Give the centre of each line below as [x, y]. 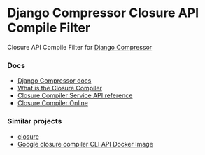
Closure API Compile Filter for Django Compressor [80, 47]
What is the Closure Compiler [60, 88]
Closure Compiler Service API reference [75, 95]
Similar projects [35, 121]
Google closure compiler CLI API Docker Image [85, 144]
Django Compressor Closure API [103, 13]
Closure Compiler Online [53, 103]
